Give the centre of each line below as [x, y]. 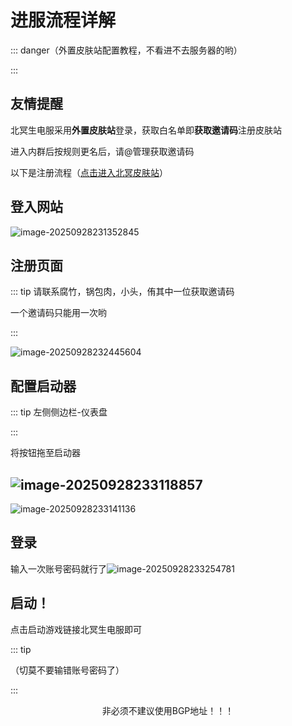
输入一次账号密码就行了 [58, 568]
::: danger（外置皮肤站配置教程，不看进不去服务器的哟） [126, 50]
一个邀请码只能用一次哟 [58, 313]
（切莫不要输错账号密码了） [67, 670]
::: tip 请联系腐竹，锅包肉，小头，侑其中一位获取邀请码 [122, 292]
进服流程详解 [63, 20]
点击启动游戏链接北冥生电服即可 [76, 629]
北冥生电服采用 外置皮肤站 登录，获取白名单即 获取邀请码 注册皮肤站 [146, 130]
